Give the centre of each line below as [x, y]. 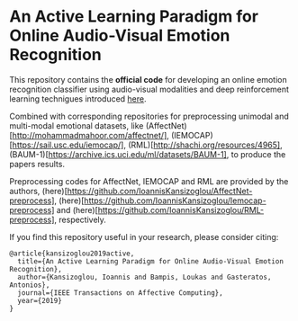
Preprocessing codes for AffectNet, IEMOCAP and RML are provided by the [149, 181]
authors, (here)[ [38, 191]
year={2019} [40, 300]
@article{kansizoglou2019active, [72, 254]
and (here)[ [77, 210]
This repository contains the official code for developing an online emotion [148, 79]
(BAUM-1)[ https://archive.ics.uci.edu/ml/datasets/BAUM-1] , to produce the [148, 154]
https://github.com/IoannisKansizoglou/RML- [181, 210]
